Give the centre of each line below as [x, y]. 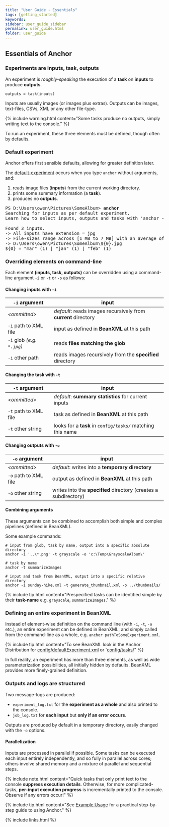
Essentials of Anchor [38, 54]
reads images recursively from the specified [106, 355]
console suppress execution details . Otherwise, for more [65, 784]
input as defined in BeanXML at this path [102, 329]
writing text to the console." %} [37, 124]
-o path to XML [25, 475]
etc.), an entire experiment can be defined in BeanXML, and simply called [81, 630]
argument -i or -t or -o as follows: [50, 278]
